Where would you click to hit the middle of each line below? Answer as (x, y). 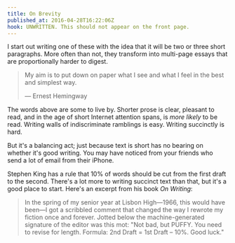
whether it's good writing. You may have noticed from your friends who (110, 153)
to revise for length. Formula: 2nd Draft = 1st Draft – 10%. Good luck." (124, 232)
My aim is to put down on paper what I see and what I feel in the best (124, 75)
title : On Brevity (34, 14)
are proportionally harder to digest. (58, 62)
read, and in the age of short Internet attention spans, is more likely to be (113, 117)
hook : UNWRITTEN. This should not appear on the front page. (99, 27)
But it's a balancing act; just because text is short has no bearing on (105, 146)
